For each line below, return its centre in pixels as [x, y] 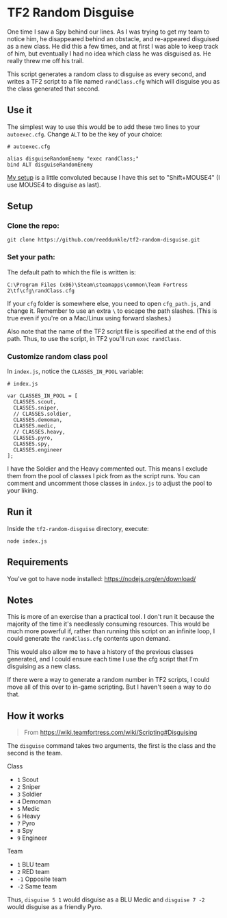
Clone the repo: [34, 226]
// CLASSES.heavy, [40, 432]
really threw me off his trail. [45, 60]
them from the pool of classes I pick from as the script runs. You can [104, 476]
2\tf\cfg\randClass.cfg [41, 291]
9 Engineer [32, 838]
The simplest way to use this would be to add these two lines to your [104, 127]
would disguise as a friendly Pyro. [55, 907]
